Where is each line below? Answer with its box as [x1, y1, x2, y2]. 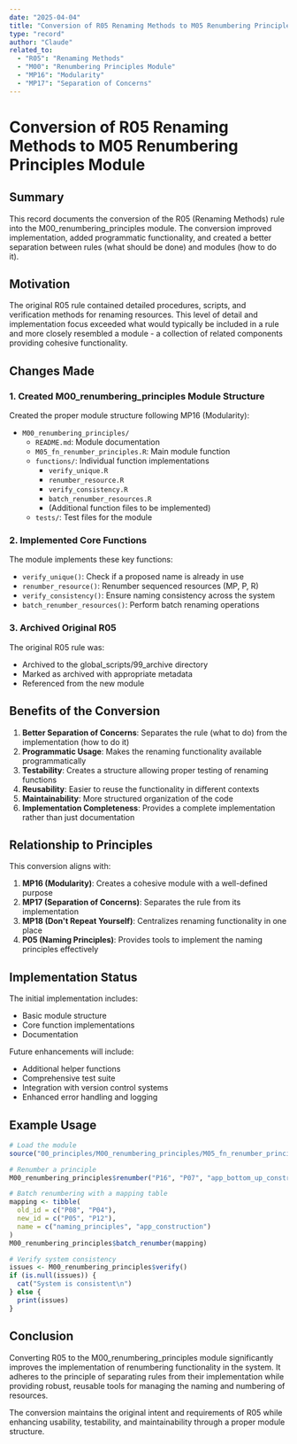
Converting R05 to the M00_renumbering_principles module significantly [9, 1352, 274, 1362]
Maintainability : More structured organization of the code [21, 793, 234, 804]
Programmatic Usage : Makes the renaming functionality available [21, 746, 263, 757]
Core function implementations [21, 1020, 135, 1030]
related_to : [9, 46, 53, 55]
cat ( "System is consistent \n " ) [17, 1279, 133, 1289]
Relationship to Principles [9, 837, 153, 852]
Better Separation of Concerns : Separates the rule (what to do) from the [21, 727, 288, 738]
